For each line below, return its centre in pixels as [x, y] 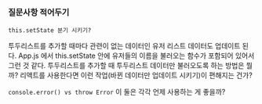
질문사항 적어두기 [39, 12]
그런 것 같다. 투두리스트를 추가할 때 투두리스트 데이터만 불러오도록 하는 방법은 [126, 66]
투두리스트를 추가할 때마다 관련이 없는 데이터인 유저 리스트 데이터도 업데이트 [124, 46]
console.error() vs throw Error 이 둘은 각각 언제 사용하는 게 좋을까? [117, 92]
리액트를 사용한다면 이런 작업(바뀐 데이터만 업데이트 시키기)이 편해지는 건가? [136, 75]
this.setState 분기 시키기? [50, 30]
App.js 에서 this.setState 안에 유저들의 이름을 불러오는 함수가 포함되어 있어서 [136, 56]
